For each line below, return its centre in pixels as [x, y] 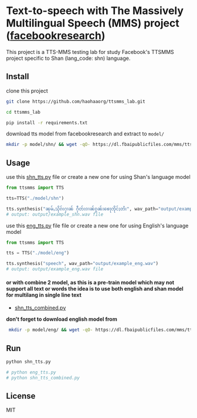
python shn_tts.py [28, 362]
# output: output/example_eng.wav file [55, 269]
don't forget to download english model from [62, 319]
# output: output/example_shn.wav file [55, 214]
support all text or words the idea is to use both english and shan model [95, 288]
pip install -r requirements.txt [47, 123]
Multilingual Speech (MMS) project [93, 23]
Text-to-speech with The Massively [95, 11]
